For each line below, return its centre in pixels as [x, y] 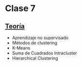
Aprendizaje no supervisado [40, 38]
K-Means [21, 48]
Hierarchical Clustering [35, 58]
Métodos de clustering [34, 43]
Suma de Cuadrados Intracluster [44, 53]
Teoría [15, 26]
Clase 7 [20, 8]
